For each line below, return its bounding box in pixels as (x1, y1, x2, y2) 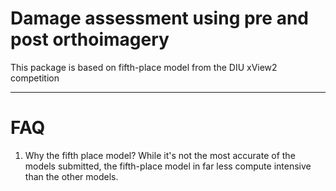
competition (10, 72, 60, 84)
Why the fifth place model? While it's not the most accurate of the (24, 149, 296, 161)
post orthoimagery (10, 28, 170, 51)
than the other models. (24, 170, 119, 182)
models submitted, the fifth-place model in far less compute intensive (24, 160, 312, 172)
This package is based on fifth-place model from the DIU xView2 (10, 61, 278, 73)
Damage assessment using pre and (10, 7, 309, 30)
